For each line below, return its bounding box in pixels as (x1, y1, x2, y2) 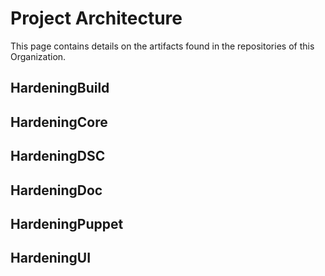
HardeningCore (10, 113, 108, 131)
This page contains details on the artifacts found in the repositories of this (10, 40, 315, 52)
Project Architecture (10, 7, 183, 30)
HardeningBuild (10, 80, 110, 97)
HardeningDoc (10, 182, 103, 199)
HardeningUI (10, 250, 92, 267)
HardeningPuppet (10, 215, 124, 232)
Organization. (10, 50, 67, 62)
